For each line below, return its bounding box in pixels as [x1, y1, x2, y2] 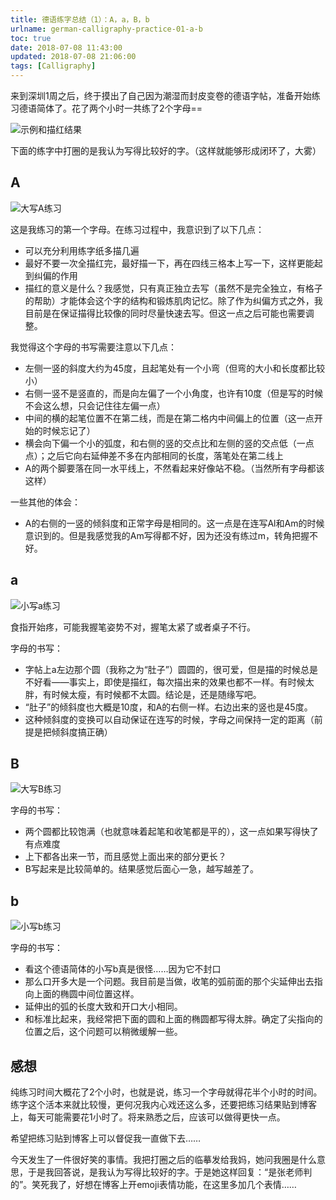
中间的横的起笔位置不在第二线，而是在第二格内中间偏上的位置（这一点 [24, 412, 315, 424]
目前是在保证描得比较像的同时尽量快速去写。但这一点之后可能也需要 [24, 307, 306, 319]
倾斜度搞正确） [51, 726, 113, 738]
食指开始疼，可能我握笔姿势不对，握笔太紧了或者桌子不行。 [10, 621, 256, 633]
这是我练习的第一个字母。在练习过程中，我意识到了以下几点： [10, 223, 265, 235]
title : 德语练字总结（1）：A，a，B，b [10, 14, 150, 25]
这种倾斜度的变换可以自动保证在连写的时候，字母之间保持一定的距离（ [24, 713, 315, 725]
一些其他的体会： [10, 496, 81, 508]
